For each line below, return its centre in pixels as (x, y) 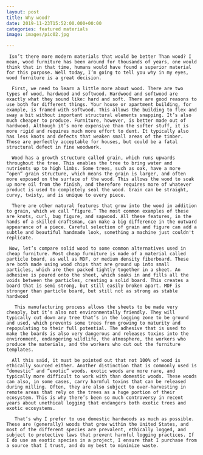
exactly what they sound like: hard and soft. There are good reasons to (102, 99)
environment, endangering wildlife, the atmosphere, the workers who (96, 339)
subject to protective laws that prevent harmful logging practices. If (100, 435)
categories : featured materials (47, 29)
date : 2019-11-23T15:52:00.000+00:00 (54, 23)
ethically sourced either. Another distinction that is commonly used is (102, 366)
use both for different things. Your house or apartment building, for (99, 105)
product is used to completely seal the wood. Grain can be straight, (98, 190)
